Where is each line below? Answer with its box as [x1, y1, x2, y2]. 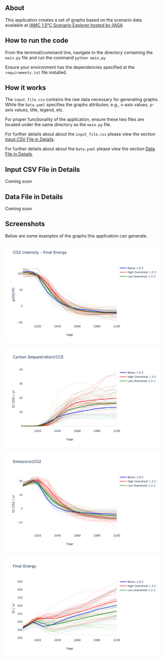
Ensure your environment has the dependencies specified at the [5, 64, 135, 70]
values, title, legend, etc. [14, 107, 64, 113]
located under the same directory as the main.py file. [5, 122, 111, 128]
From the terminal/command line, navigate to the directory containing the [5, 49, 153, 55]
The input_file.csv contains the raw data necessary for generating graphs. [5, 97, 159, 103]
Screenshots [5, 220, 45, 228]
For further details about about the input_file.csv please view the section [5, 131, 156, 137]
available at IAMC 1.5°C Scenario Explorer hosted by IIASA [5, 22, 123, 28]
